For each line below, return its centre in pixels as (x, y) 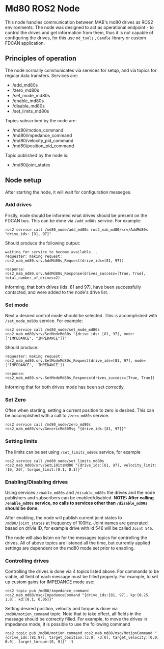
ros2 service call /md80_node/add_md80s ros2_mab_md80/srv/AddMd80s (77, 230)
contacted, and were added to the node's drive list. (57, 292)
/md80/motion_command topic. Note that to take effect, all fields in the (73, 614)
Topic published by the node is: (37, 155)
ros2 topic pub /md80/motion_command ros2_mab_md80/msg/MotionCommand (79, 633)
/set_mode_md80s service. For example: (44, 321)
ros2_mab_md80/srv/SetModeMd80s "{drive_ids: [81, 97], (63, 334)
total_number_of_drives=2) (33, 278)
